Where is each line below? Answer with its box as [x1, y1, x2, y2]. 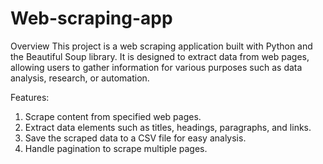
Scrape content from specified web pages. [24, 110, 202, 122]
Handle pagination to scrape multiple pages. [24, 142, 208, 154]
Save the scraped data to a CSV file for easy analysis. [24, 132, 247, 144]
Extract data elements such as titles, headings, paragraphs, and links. [24, 121, 312, 133]
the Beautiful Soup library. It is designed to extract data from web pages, [10, 50, 310, 62]
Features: [10, 91, 50, 103]
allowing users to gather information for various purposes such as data [10, 61, 303, 73]
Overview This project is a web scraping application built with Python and [10, 40, 313, 52]
